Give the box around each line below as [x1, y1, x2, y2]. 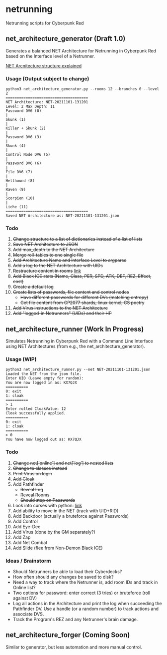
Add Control [12, 518, 38, 524]
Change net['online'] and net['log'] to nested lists [12, 460, 114, 466]
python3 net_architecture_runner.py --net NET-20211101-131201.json [5, 367, 151, 372]
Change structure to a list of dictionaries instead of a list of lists [12, 236, 143, 242]
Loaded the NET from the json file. [5, 371, 82, 376]
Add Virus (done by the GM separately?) [12, 529, 96, 535]
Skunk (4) [5, 143, 26, 148]
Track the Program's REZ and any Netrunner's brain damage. [12, 617, 138, 623]
